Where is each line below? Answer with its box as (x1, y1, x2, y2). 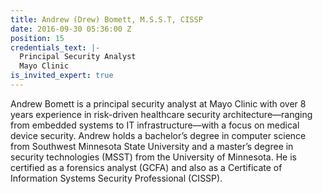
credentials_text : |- (10, 42, 101, 53)
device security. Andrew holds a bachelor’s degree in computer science (10, 129, 307, 141)
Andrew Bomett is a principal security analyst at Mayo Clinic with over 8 (10, 97, 307, 110)
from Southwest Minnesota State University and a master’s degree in (10, 140, 294, 152)
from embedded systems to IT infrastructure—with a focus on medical (10, 119, 300, 131)
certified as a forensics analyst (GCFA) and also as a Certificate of (10, 161, 283, 173)
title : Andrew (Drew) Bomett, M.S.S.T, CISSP (10, 14, 203, 25)
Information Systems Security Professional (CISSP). (10, 172, 223, 184)
